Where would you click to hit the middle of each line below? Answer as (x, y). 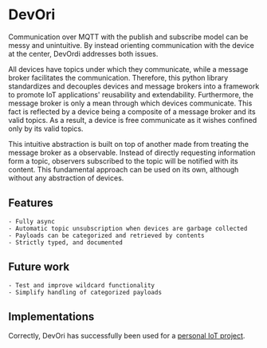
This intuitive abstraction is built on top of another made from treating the (129, 144)
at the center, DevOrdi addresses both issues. (83, 53)
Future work (39, 267)
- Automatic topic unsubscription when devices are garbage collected (128, 228)
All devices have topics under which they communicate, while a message (128, 69)
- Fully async (32, 221)
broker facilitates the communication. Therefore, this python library (118, 77)
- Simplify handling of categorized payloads (85, 292)
